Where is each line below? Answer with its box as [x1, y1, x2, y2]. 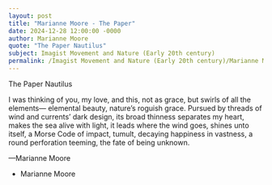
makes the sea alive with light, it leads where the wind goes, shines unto [8, 120, 249, 130]
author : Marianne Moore [8, 34, 89, 43]
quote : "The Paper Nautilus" [8, 42, 107, 50]
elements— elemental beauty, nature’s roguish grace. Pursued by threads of [8, 103, 262, 113]
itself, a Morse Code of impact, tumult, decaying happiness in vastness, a [8, 128, 253, 138]
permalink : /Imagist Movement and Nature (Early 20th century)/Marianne [8, 57, 259, 65]
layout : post [8, 11, 53, 20]
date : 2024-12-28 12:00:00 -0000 [8, 27, 121, 35]
